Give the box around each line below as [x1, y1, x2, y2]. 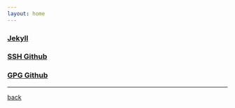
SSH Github [7, 52, 48, 61]
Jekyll [7, 33, 29, 43]
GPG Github [7, 70, 48, 80]
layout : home [7, 10, 45, 17]
